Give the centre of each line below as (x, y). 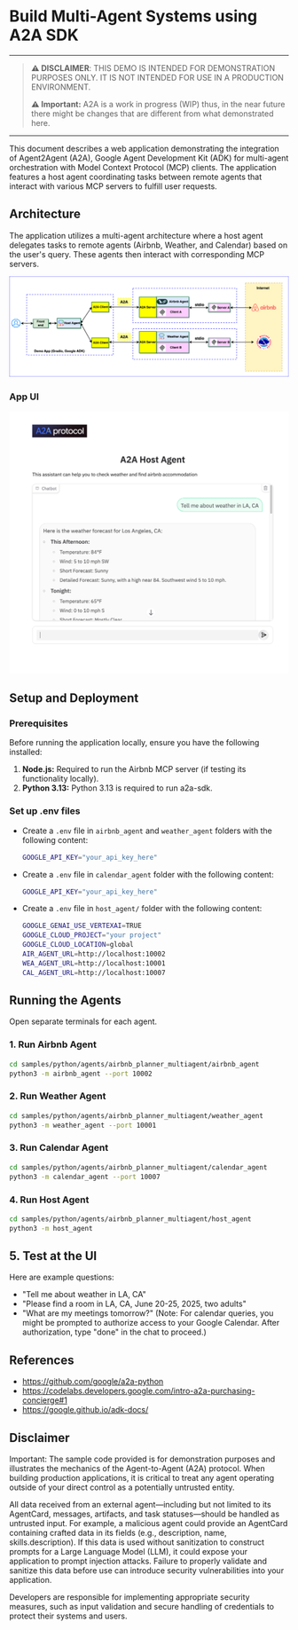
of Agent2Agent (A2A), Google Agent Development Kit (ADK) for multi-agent (149, 158)
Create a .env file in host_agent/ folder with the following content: (142, 909)
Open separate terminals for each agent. (83, 1021)
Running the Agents (65, 1000)
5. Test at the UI (53, 1256)
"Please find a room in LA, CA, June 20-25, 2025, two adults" (134, 1304)
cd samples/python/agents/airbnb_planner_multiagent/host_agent (130, 1219)
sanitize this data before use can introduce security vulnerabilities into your (147, 1571)
